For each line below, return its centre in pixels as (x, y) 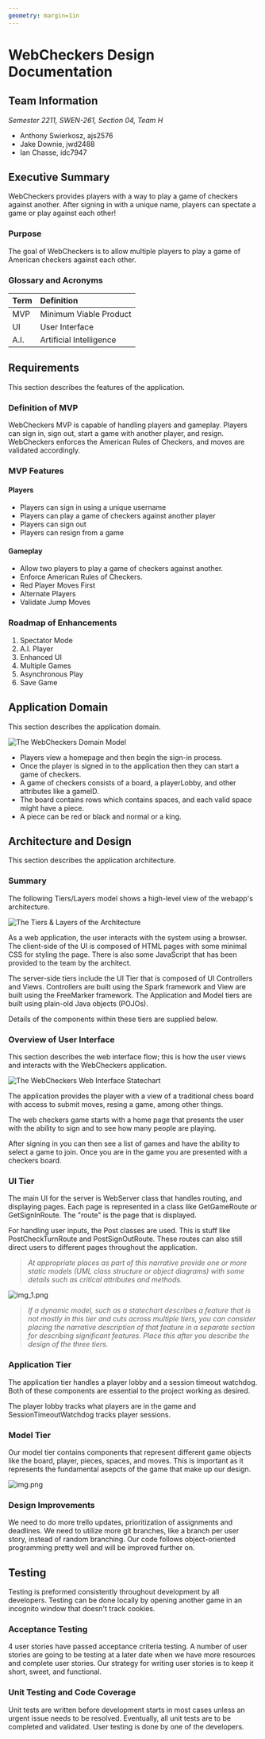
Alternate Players (48, 594)
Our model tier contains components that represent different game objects (130, 1452)
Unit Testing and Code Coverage (72, 1692)
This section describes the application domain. (84, 727)
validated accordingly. (44, 450)
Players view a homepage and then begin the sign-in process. (121, 757)
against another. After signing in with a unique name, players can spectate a (132, 205)
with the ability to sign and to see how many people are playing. (112, 1128)
